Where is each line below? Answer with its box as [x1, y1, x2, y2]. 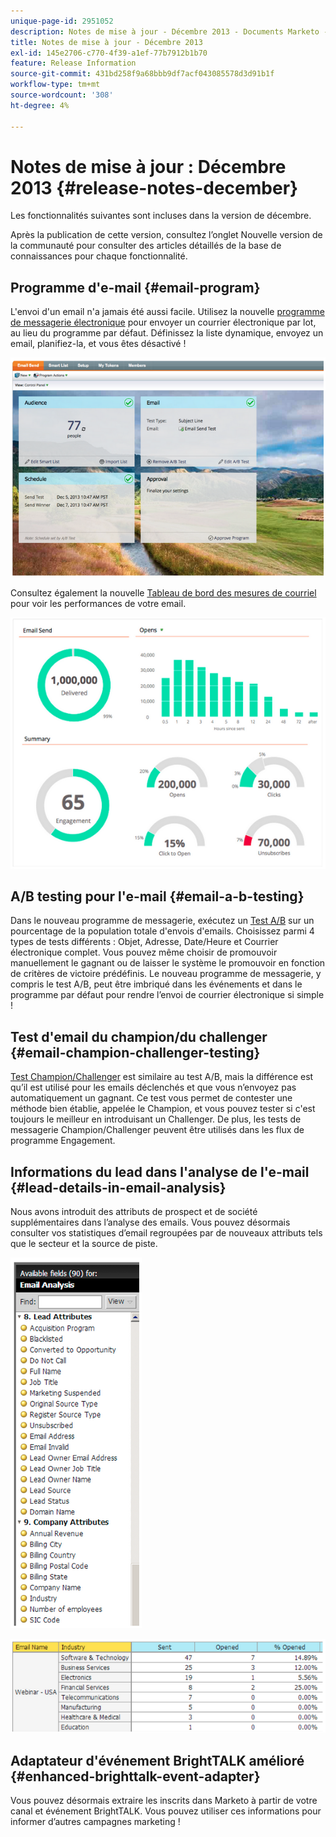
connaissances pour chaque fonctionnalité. [10, 250, 188, 262]
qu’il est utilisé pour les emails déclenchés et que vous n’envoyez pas [10, 1081, 297, 1094]
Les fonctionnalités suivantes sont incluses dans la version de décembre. [10, 210, 312, 222]
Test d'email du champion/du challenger [10, 1028, 268, 1045]
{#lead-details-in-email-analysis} [10, 1179, 227, 1196]
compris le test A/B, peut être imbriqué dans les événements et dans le [10, 978, 303, 990]
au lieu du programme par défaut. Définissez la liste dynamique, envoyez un [10, 327, 324, 339]
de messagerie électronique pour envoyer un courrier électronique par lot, [10, 316, 317, 329]
